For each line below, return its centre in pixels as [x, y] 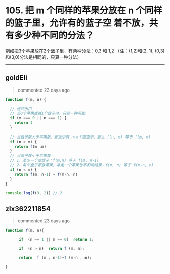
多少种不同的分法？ [54, 36]
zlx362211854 [28, 209]
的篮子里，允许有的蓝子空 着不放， [77, 23]
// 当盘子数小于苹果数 [30, 156]
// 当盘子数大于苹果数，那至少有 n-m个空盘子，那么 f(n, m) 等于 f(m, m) [80, 137]
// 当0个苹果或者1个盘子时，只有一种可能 [48, 113]
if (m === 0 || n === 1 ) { [38, 118]
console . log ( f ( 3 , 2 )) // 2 [34, 193]
